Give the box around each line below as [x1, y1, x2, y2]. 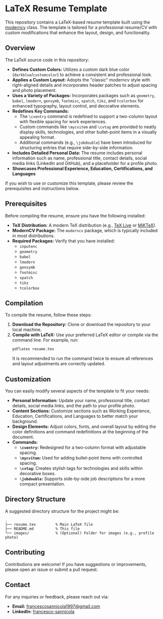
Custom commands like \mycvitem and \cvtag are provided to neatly [19, 124, 157, 130]
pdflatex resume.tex [12, 347, 54, 351]
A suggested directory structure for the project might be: [5, 508, 120, 514]
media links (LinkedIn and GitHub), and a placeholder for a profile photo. [12, 160, 158, 166]
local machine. [12, 327, 42, 333]
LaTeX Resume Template [5, 3, 108, 14]
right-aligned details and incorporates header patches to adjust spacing [12, 82, 158, 88]
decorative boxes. [19, 471, 56, 477]
